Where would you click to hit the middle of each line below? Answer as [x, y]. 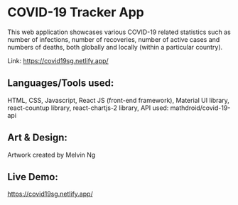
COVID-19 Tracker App [76, 12]
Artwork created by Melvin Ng [52, 155]
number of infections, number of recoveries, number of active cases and [114, 39]
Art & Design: [37, 138]
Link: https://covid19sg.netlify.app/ [58, 60]
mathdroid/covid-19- [200, 108]
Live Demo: [33, 177]
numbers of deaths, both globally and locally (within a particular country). [115, 47]
